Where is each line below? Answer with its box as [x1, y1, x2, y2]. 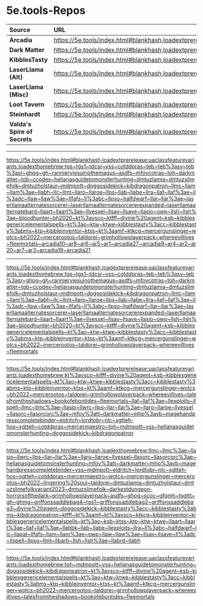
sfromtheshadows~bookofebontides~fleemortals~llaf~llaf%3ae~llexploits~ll [6, 397, 196, 404]
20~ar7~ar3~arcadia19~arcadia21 [6, 246, 91, 253]
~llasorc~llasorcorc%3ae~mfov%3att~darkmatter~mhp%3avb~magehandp [6, 410, 196, 417]
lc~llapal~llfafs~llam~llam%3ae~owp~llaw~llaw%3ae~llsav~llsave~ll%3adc [6, 530, 196, 538]
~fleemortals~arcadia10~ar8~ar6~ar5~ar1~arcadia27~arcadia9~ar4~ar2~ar [6, 240, 196, 247]
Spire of [9, 127, 33, 136]
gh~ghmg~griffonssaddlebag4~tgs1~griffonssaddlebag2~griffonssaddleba [6, 498, 194, 505]
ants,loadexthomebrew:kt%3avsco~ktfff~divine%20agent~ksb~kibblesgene [6, 371, 197, 379]
